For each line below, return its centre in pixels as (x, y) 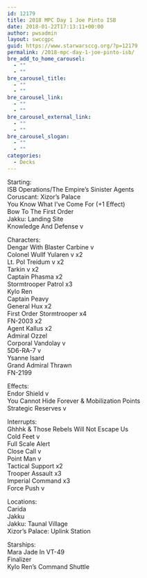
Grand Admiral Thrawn (40, 365)
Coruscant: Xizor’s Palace (44, 197)
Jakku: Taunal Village (37, 523)
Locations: (22, 502)
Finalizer (19, 559)
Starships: (21, 544)
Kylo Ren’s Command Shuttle (49, 566)
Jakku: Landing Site (35, 219)
